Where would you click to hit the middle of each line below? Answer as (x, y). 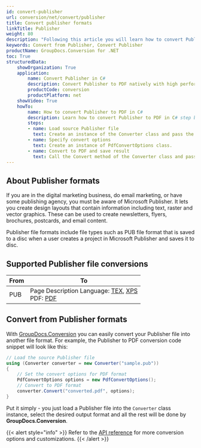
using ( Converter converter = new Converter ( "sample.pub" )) (83, 363)
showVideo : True (37, 101)
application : (33, 73)
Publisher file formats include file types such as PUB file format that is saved (100, 232)
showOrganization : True (47, 67)
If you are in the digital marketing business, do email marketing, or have (94, 195)
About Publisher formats (53, 181)
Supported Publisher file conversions (77, 264)
